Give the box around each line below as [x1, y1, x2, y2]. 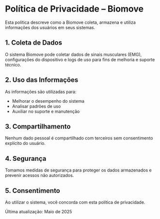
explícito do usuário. [5, 141, 46, 146]
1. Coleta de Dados [5, 39, 62, 47]
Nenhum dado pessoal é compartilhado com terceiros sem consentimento [5, 135, 153, 141]
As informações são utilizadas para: [5, 89, 77, 94]
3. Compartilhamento [5, 122, 71, 130]
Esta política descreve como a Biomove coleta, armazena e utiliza [5, 19, 136, 25]
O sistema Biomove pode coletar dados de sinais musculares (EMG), [5, 51, 142, 57]
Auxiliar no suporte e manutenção [12, 108, 80, 114]
